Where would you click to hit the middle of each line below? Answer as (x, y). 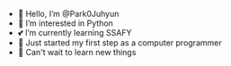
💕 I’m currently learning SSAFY (75, 33)
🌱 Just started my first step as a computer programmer (120, 43)
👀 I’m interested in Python (66, 23)
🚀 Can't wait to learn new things (77, 52)
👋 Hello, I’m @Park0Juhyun (68, 14)
